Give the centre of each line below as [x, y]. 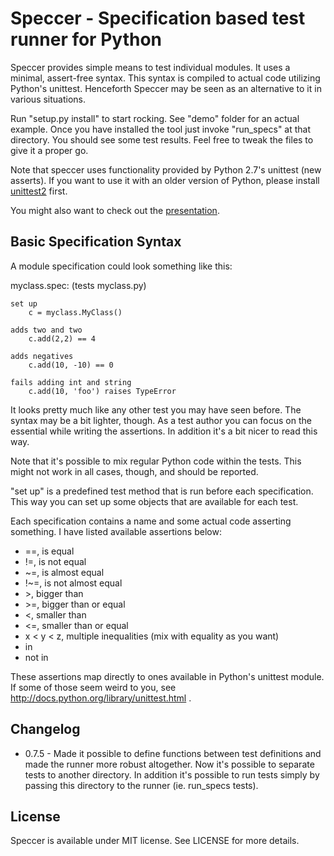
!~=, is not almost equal [73, 583]
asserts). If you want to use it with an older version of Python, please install [165, 180]
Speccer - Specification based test [158, 18]
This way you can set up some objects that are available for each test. [154, 501]
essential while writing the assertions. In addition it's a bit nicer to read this [164, 431]
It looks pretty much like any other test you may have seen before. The [156, 409]
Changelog [45, 729]
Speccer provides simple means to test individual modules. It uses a [150, 67]
